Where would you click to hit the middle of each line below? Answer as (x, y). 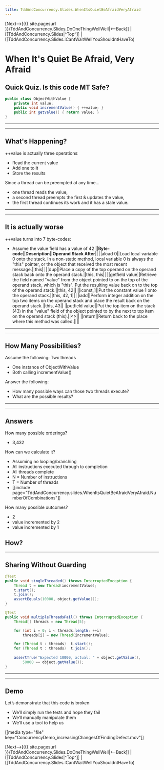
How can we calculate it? (30, 452)
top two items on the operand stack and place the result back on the (81, 300)
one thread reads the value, (40, 192)
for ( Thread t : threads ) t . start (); (53, 644)
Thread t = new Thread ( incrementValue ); (55, 585)
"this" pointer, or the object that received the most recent (70, 264)
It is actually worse (34, 227)
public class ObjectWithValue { (38, 99)
